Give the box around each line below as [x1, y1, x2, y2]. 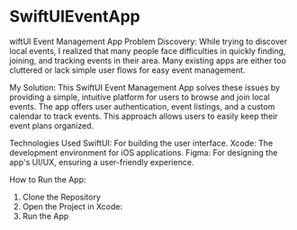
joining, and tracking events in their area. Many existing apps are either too [9, 55, 286, 66]
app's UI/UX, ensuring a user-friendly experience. [9, 156, 194, 167]
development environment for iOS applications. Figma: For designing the [9, 146, 278, 158]
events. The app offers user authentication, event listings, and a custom [9, 101, 275, 111]
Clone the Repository [22, 191, 102, 202]
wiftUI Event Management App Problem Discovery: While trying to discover [9, 36, 288, 47]
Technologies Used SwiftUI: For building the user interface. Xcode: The [9, 137, 274, 148]
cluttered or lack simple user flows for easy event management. [9, 65, 246, 75]
